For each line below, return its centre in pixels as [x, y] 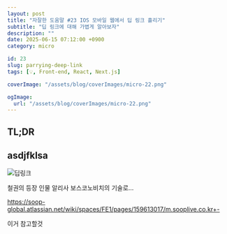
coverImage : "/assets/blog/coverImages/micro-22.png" [87, 85]
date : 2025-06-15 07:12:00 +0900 [56, 40]
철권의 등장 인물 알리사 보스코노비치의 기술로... [71, 188]
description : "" [31, 33]
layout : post [26, 14]
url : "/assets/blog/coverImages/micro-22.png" [82, 103]
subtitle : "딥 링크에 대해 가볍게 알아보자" [64, 27]
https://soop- [26, 202]
